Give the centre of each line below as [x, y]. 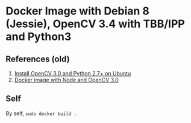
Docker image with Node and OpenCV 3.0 [66, 80]
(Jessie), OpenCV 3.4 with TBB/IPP [95, 24]
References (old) [38, 59]
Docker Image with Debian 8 [78, 11]
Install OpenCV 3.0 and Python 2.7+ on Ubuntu [73, 73]
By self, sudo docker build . [41, 113]
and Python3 [39, 37]
